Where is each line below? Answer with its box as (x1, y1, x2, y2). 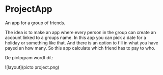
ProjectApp (5, 3, 53, 15)
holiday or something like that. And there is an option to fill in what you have (5, 39, 159, 45)
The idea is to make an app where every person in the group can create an (5, 29, 156, 35)
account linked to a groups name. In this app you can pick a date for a (5, 35, 146, 40)
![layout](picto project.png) (5, 64, 60, 70)
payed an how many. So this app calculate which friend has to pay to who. (5, 45, 156, 51)
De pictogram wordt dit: (5, 54, 53, 60)
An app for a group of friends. (5, 20, 65, 26)
